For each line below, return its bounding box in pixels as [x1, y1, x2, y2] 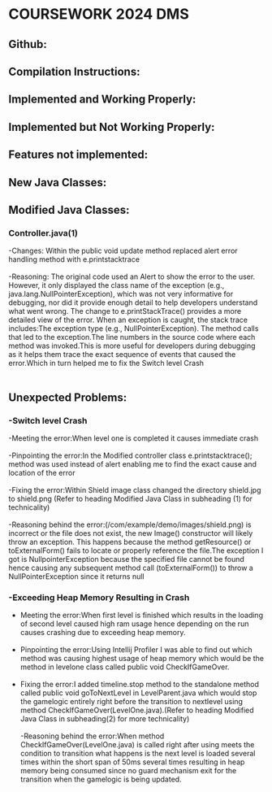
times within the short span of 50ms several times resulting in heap [19, 757, 245, 767]
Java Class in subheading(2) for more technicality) [19, 714, 190, 724]
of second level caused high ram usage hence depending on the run [19, 619, 249, 629]
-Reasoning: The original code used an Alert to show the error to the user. [8, 272, 256, 281]
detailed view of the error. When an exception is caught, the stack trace [8, 315, 248, 325]
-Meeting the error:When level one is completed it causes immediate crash [8, 433, 259, 443]
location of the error [8, 468, 76, 477]
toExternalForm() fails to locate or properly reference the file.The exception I [8, 546, 264, 555]
